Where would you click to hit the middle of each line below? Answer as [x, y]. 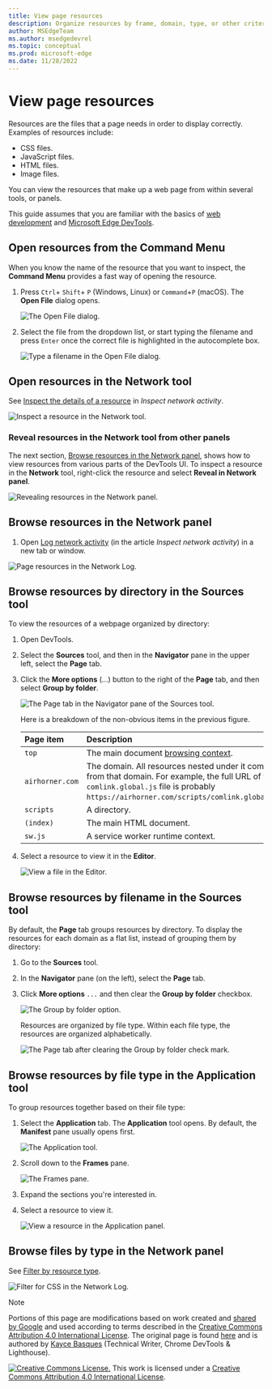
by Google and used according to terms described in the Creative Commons [136, 1327]
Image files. [39, 173]
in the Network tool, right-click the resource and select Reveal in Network [132, 472]
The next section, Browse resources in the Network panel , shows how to [130, 455]
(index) [39, 823]
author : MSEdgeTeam [41, 31]
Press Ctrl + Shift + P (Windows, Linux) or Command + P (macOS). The [132, 292]
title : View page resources [56, 16]
